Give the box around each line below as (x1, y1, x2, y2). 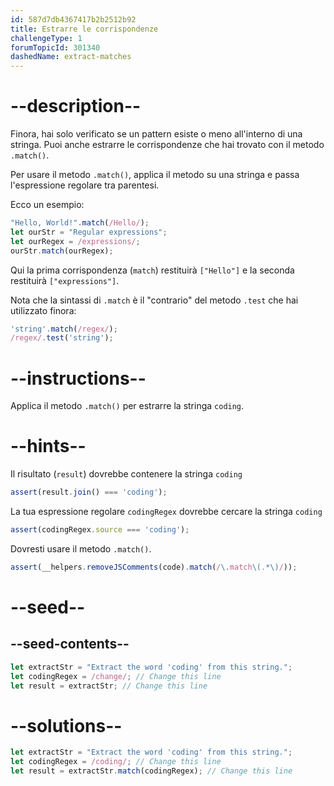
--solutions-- (10, 714, 123, 737)
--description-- (10, 95, 142, 118)
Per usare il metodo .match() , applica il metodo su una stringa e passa (10, 169, 300, 181)
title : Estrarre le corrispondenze (10, 24, 159, 34)
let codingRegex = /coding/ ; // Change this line (10, 757, 222, 767)
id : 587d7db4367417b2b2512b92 (10, 14, 137, 25)
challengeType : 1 (10, 33, 83, 43)
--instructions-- (10, 367, 147, 390)
